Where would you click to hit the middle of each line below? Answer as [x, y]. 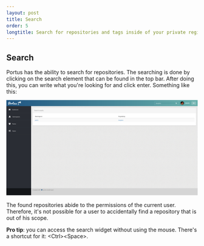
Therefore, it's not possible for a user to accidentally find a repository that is [101, 211]
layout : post [23, 13]
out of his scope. [27, 218]
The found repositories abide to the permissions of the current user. [91, 205]
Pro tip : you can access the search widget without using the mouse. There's [102, 230]
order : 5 [17, 26]
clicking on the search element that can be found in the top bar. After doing [100, 79]
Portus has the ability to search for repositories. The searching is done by [98, 72]
